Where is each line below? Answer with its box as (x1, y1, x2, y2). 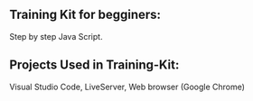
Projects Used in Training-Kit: (9, 58, 180, 73)
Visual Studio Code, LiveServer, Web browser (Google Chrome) (9, 81, 246, 92)
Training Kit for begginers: (9, 7, 161, 23)
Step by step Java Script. (9, 31, 103, 41)
